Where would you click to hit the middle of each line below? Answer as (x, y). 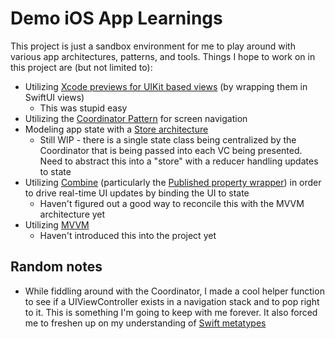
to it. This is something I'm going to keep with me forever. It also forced (171, 312)
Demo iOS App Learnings (116, 18)
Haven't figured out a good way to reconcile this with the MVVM (172, 203)
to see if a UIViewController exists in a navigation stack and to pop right (172, 301)
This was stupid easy (83, 108)
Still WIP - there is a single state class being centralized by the (168, 139)
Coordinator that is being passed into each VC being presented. (171, 150)
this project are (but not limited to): (81, 67)
